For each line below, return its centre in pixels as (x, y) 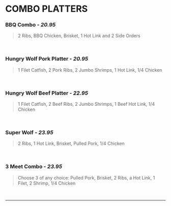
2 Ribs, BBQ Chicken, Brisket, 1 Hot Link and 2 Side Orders (79, 36)
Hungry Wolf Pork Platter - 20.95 (47, 59)
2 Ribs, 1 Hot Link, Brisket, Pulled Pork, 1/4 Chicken (71, 143)
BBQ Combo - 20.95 (31, 25)
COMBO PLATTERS (47, 9)
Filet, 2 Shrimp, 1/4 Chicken (47, 183)
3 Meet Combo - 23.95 (34, 167)
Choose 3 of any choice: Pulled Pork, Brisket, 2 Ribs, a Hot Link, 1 (86, 178)
